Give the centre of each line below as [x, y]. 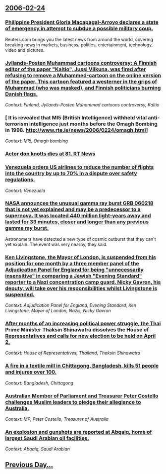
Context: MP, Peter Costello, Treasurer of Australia [57, 419]
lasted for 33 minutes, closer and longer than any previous [77, 222]
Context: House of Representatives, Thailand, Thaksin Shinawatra [73, 353]
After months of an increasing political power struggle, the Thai [83, 324]
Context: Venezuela [25, 190]
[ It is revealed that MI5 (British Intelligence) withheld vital [76, 117]
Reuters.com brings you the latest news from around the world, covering [79, 39]
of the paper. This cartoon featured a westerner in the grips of [81, 82]
